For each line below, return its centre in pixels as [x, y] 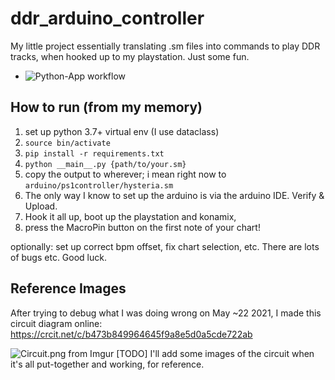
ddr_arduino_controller [107, 18]
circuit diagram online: [56, 323]
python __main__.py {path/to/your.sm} [105, 164]
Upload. [41, 206]
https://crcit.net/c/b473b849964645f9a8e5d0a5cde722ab [131, 334]
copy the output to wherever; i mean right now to [125, 174]
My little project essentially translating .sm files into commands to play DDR [165, 46]
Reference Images [68, 288]
